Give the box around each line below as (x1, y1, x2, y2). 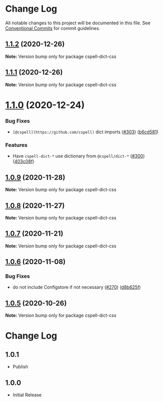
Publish (12, 363, 29, 370)
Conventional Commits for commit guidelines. (5, 25, 100, 31)
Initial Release (12, 392, 42, 398)
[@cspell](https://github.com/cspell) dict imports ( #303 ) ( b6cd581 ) (12, 129, 158, 135)
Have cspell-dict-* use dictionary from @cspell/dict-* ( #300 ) (12, 153, 145, 159)
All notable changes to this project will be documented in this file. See (5, 20, 151, 26)
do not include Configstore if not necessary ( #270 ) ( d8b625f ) (12, 284, 141, 290)
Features (5, 141, 28, 149)
